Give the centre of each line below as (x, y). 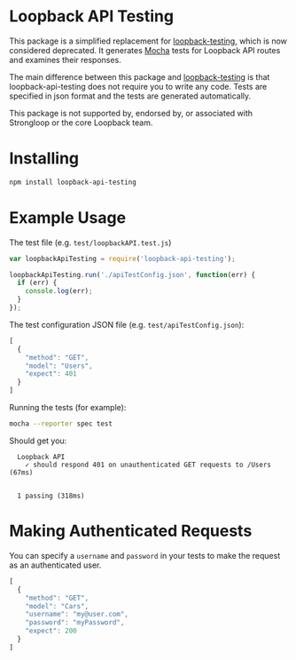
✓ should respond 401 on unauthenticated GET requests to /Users (148, 465)
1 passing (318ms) (51, 496)
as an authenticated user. (55, 565)
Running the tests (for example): (68, 408)
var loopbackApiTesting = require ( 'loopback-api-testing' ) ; (123, 258)
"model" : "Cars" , (57, 606)
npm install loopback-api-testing (73, 182)
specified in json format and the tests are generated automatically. (130, 96)
